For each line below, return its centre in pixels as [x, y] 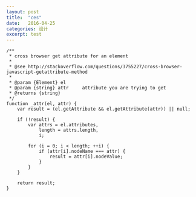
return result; [36, 183]
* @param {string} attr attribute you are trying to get [87, 88]
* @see [17, 67]
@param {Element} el [40, 83]
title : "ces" [24, 18]
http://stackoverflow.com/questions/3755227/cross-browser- [105, 67]
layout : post [23, 12]
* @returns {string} [35, 93]
